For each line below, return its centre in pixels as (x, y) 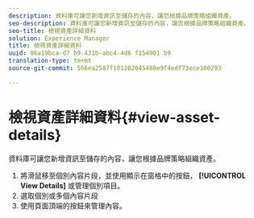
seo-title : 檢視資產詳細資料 (52, 31)
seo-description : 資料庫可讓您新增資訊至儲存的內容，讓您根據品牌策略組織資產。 (129, 23)
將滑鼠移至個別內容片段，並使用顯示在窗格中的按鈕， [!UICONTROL (133, 175)
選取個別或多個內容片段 (59, 195)
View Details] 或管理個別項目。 (72, 185)
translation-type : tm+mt (50, 61)
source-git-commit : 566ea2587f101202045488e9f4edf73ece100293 (115, 68)
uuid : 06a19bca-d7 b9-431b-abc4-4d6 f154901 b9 (90, 53)
